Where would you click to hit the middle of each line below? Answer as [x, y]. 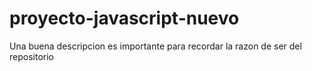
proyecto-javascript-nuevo [124, 18]
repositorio [31, 56]
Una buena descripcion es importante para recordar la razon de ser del [155, 46]
